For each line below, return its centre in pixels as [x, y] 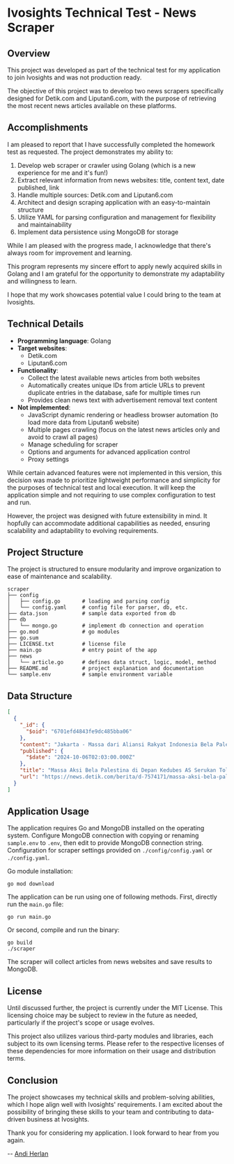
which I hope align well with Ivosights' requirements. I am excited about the [115, 1105]
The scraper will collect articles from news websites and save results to [110, 962]
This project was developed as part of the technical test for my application [114, 70]
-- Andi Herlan [28, 1154]
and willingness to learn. [42, 281]
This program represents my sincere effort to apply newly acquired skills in [115, 266]
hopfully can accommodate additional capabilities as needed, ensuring [109, 523]
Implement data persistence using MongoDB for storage [98, 232]
